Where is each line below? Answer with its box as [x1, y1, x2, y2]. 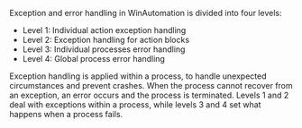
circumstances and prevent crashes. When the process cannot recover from [9, 81, 293, 90]
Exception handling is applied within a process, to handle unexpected [9, 71, 268, 81]
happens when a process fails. [9, 109, 124, 119]
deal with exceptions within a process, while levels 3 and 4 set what [9, 99, 261, 110]
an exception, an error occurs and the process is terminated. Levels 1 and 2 [9, 90, 289, 100]
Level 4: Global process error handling [22, 54, 165, 64]
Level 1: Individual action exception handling [22, 25, 187, 35]
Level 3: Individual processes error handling [22, 44, 186, 55]
